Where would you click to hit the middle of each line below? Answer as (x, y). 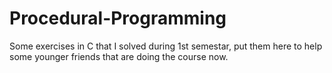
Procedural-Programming (118, 18)
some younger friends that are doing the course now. (119, 56)
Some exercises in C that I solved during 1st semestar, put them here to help (166, 46)
